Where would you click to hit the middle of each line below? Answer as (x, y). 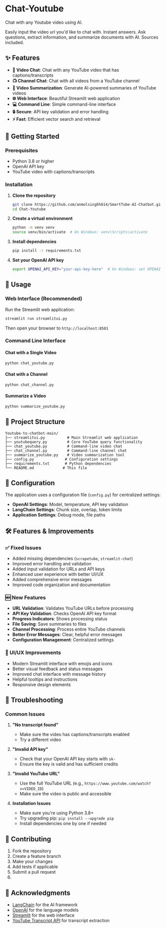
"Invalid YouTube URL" (36, 774)
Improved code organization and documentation (61, 585)
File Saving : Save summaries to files (49, 624)
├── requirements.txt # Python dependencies (58, 464)
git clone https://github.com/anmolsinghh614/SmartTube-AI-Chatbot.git (87, 204)
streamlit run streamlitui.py (36, 319)
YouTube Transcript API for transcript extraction (61, 920)
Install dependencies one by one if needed (63, 824)
